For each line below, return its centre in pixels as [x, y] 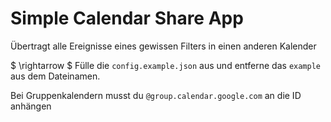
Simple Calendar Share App [127, 18]
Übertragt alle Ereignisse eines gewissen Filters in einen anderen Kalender [163, 46]
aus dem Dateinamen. [55, 76]
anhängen [31, 106]
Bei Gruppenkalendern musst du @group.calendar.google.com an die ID [156, 95]
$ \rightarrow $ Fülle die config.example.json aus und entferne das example [165, 65]
